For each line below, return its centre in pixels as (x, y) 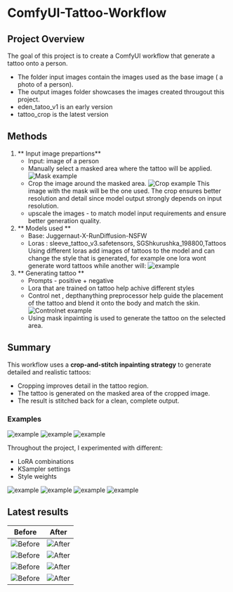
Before (25, 531)
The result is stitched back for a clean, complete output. (98, 401)
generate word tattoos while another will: (87, 265)
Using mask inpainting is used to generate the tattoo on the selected (127, 317)
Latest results (38, 512)
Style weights (37, 476)
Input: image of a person (64, 160)
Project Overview (46, 39)
